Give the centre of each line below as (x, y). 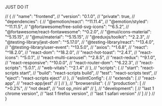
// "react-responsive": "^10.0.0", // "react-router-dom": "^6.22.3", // (72, 63)
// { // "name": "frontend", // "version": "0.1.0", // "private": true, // (70, 16)
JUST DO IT (17, 7)
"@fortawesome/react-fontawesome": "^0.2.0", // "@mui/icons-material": (78, 32)
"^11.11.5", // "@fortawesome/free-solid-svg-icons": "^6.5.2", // (67, 27)
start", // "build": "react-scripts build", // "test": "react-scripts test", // (88, 73)
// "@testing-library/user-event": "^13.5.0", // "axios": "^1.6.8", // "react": (77, 47)
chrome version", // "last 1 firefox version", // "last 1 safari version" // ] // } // (80, 93)
